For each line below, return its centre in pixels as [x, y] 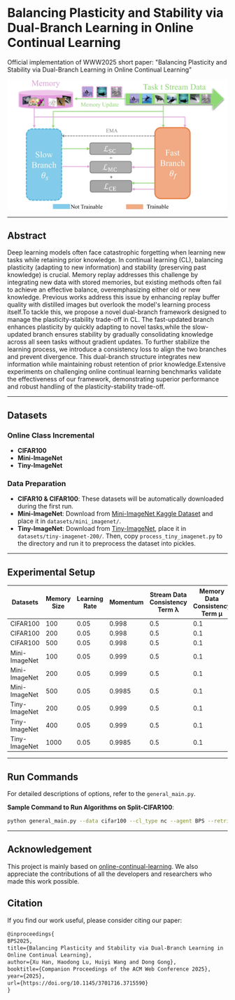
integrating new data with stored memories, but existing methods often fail [114, 283]
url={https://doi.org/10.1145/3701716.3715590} [78, 983]
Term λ [169, 610]
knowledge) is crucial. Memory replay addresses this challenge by [102, 275]
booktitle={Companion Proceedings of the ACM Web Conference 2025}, [109, 969]
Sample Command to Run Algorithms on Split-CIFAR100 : [91, 807]
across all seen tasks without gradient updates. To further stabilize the [108, 342]
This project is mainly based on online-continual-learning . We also [103, 866]
